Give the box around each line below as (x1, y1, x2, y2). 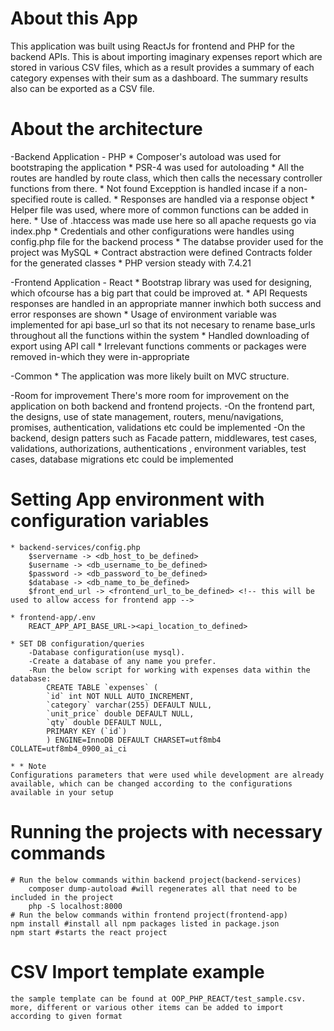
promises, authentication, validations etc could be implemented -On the (10, 421, 306, 433)
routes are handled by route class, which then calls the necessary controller (10, 172, 323, 184)
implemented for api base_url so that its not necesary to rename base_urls (10, 318, 316, 331)
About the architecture (10, 118, 203, 141)
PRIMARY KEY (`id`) (46, 726, 128, 736)
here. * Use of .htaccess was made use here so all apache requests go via (10, 214, 317, 226)
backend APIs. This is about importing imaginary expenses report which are (10, 50, 323, 62)
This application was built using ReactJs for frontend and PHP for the (10, 40, 296, 52)
